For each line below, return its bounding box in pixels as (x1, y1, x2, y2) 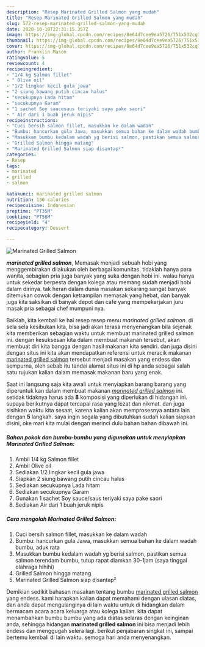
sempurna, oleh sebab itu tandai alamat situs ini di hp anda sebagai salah (6, 362, 190, 369)
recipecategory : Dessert (6, 225, 70, 232)
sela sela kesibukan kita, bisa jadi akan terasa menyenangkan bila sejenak (6, 323, 192, 330)
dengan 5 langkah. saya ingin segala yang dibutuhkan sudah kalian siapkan (6, 413, 196, 420)
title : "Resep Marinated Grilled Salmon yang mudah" (6, 15, 143, 21)
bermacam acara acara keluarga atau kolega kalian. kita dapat (6, 607, 163, 615)
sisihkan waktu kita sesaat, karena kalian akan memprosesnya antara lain (6, 407, 190, 414)
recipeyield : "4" (6, 219, 51, 225)
